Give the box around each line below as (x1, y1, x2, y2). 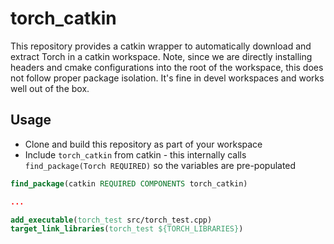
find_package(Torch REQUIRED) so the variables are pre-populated (24, 159, 297, 171)
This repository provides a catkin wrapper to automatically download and (10, 40, 312, 52)
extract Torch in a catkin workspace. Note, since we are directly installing (10, 50, 313, 62)
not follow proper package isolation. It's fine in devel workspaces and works (10, 72, 325, 84)
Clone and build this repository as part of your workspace (24, 138, 263, 150)
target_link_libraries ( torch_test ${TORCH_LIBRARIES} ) (10, 224, 244, 234)
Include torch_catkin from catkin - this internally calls (24, 148, 247, 161)
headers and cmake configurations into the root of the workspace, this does (10, 61, 324, 73)
